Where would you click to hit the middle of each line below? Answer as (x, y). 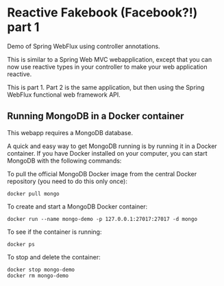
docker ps (21, 244)
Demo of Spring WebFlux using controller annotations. (84, 46)
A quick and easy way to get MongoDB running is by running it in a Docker (112, 146)
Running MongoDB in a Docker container (96, 116)
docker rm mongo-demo (38, 276)
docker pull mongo (33, 193)
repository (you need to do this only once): (67, 181)
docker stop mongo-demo (41, 270)
